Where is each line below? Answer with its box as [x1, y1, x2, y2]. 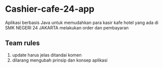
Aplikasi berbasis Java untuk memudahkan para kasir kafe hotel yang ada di [5, 20, 159, 25]
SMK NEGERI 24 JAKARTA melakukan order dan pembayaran [5, 24, 129, 30]
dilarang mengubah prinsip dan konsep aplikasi [12, 57, 108, 63]
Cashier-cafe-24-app [5, 3, 94, 15]
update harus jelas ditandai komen [12, 52, 82, 58]
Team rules [5, 39, 40, 47]
